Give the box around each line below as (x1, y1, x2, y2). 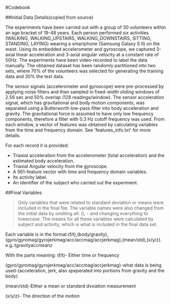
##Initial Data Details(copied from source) (5, 14, 94, 20)
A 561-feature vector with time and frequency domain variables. (12, 169, 147, 175)
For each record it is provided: (5, 142, 69, 148)
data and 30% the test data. (5, 73, 65, 79)
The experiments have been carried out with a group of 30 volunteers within (5, 24, 166, 30)
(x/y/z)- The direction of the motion (5, 293, 80, 299)
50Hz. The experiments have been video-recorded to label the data (5, 57, 147, 63)
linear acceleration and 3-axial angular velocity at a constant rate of (16, 51, 159, 58)
